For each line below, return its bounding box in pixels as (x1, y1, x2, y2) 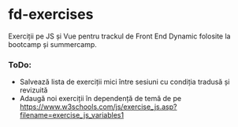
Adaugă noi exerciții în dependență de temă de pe (19, 94, 182, 103)
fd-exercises (8, 5, 94, 24)
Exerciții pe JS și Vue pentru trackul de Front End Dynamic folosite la (8, 31, 231, 41)
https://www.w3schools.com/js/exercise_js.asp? (19, 102, 177, 111)
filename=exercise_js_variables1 (19, 111, 125, 120)
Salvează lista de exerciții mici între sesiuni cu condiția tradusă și (19, 77, 230, 87)
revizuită (19, 85, 48, 95)
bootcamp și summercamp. (8, 39, 97, 49)
